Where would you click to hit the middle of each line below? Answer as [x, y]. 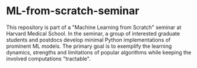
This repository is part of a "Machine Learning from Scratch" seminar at [94, 27]
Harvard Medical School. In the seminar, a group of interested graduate [93, 33]
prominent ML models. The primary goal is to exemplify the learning [89, 46]
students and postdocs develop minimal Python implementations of [88, 40]
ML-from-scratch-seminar [73, 11]
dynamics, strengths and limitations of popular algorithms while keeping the [99, 52]
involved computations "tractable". [48, 59]
